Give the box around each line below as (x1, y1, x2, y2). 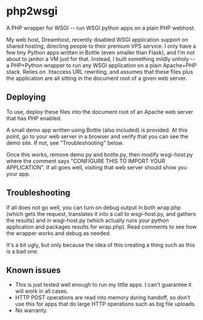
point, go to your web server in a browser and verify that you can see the (6, 132, 189, 140)
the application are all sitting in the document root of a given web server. (6, 74, 187, 82)
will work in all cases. (15, 287, 68, 295)
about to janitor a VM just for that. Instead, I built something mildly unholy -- (6, 55, 196, 62)
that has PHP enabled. (6, 114, 62, 122)
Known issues (6, 265, 61, 275)
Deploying (6, 92, 46, 102)
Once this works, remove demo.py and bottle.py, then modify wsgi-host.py (6, 151, 193, 158)
